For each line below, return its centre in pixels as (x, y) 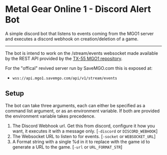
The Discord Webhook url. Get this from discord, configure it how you (83, 126)
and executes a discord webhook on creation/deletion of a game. (72, 39)
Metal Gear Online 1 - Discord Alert (78, 9)
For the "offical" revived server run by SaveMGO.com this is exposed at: (79, 68)
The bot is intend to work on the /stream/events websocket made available (82, 53)
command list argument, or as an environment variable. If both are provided (83, 111)
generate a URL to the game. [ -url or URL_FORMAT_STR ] (67, 147)
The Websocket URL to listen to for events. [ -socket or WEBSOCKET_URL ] (84, 136)
